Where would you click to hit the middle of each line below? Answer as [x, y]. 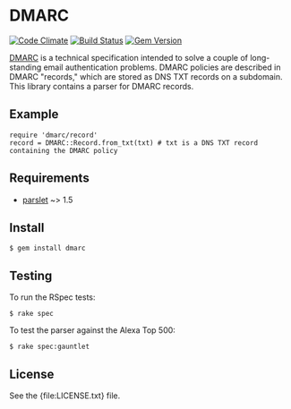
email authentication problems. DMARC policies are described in [162, 67]
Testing [31, 275]
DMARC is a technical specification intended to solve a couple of [129, 57]
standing [26, 67]
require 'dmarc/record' [54, 135]
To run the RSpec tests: [52, 297]
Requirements [49, 179]
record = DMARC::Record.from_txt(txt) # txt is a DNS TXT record [133, 143]
